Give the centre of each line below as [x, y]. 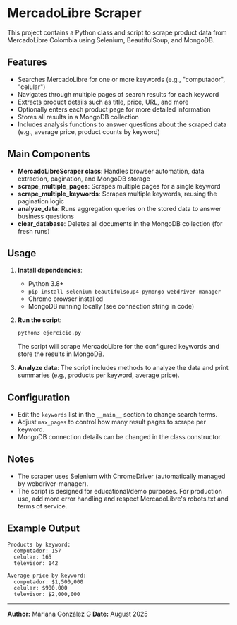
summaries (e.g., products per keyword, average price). [98, 375]
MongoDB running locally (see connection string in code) [111, 306]
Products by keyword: [39, 544]
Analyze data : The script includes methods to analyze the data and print [123, 368]
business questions [46, 216]
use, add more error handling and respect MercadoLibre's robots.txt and [123, 499]
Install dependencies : [50, 270]
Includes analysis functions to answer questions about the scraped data [122, 124]
